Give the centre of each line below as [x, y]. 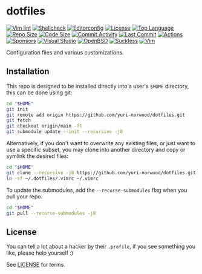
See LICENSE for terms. [36, 265]
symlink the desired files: [37, 156]
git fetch [19, 120]
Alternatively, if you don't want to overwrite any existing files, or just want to [101, 143]
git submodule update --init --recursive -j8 [64, 132]
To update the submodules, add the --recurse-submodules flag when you [97, 190]
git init [17, 109]
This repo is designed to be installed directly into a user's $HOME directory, [98, 86]
